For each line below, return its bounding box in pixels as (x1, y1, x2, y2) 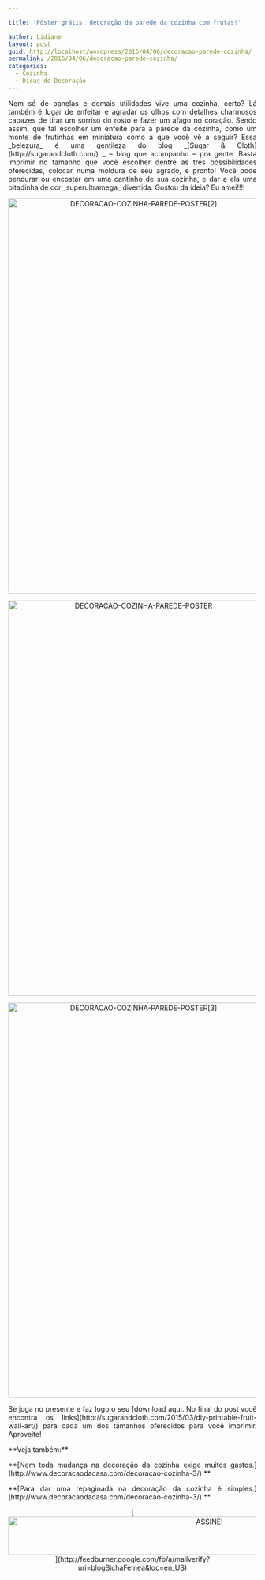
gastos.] (230, 1460, 257, 1469)
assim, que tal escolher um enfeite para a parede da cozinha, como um (8, 123, 257, 133)
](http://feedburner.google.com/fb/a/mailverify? (54, 1554, 211, 1563)
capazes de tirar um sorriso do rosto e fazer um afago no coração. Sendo (8, 115, 257, 125)
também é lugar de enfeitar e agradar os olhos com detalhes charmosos (8, 107, 257, 116)
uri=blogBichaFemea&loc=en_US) (77, 1563, 188, 1572)
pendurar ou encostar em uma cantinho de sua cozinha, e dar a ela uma (8, 174, 257, 183)
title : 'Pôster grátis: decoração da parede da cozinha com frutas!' (8, 18, 242, 26)
